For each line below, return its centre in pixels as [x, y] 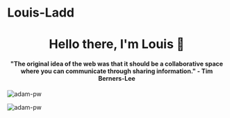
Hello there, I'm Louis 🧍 [117, 45]
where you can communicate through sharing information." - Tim [117, 71]
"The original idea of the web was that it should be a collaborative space [117, 63]
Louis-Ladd [41, 13]
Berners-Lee [117, 78]
